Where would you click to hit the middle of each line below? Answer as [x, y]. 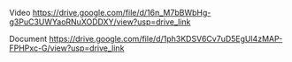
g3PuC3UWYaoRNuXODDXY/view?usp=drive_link [100, 22]
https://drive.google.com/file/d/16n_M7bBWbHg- [122, 13]
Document [28, 39]
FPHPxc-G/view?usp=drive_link [67, 48]
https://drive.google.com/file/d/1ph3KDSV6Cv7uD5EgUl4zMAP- [166, 39]
